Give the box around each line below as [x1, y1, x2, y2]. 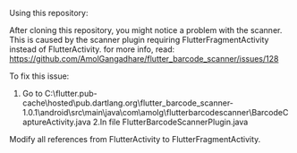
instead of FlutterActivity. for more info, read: [9, 44, 175, 55]
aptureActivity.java [21, 116, 91, 127]
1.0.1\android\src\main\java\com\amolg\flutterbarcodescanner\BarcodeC [21, 107, 289, 117]
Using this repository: [9, 8, 89, 18]
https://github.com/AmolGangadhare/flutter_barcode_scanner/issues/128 [9, 54, 279, 64]
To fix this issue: [9, 71, 70, 81]
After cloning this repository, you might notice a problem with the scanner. [9, 25, 283, 35]
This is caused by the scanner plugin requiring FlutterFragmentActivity [9, 35, 269, 45]
